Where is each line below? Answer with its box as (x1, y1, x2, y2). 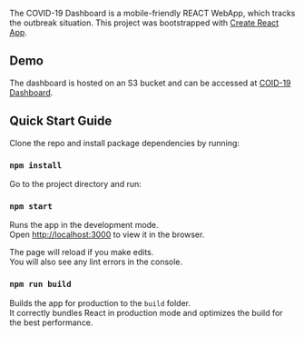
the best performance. (9, 317, 93, 328)
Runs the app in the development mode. (9, 220, 159, 231)
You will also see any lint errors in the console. (9, 256, 183, 267)
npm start (9, 201, 53, 212)
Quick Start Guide (9, 114, 113, 129)
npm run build (9, 279, 72, 290)
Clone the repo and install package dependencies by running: (9, 137, 240, 148)
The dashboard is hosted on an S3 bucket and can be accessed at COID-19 (9, 77, 292, 88)
